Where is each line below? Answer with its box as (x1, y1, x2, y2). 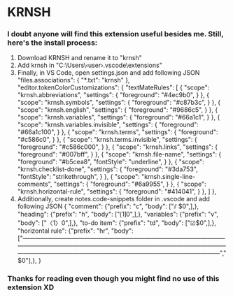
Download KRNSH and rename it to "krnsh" (17, 54, 142, 62)
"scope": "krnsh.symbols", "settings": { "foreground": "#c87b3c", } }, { (17, 99, 221, 107)
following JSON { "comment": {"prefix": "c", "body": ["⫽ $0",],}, (17, 202, 199, 210)
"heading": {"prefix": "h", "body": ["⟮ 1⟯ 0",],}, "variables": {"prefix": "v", (17, 210, 219, 219)
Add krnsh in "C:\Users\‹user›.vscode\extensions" (17, 61, 162, 70)
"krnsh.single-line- (141, 173, 196, 181)
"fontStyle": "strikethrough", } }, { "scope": (17, 173, 140, 181)
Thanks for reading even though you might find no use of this (7, 274, 220, 284)
